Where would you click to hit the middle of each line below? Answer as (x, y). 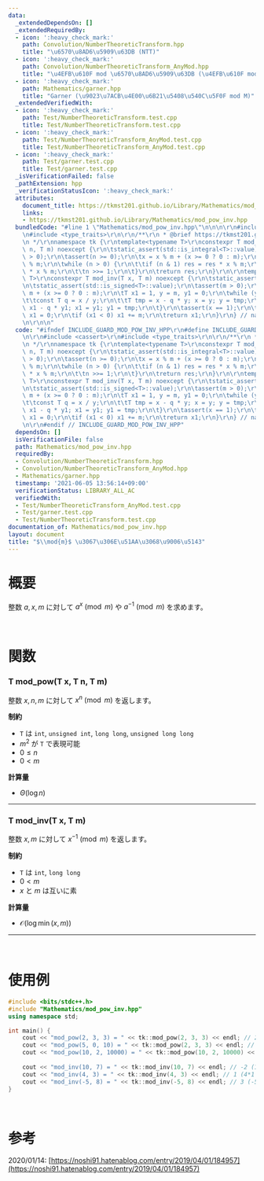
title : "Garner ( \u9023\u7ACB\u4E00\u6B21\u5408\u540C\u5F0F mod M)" (139, 96)
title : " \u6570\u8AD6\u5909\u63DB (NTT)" (91, 52)
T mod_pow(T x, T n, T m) (58, 682)
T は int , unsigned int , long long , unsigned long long (106, 734)
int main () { (29, 1031)
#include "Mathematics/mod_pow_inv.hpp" (75, 1009)
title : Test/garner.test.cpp (70, 169)
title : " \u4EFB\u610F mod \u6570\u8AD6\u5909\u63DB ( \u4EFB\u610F (133, 74)
